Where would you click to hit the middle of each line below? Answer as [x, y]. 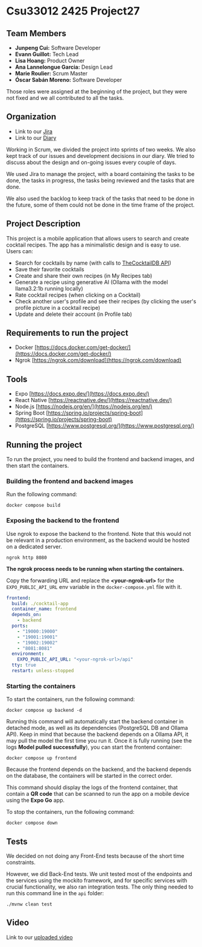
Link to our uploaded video [40, 937]
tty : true [24, 665]
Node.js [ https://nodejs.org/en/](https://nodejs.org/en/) [84, 407]
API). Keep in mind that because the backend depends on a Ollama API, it [97, 734]
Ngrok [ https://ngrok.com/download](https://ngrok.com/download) [98, 360]
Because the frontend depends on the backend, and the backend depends [99, 769]
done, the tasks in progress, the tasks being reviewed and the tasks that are [100, 180]
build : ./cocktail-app [40, 603]
